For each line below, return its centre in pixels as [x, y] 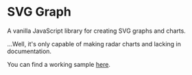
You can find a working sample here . [59, 64]
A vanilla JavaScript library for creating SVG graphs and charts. [97, 31]
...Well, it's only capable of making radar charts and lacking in [94, 44]
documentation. [29, 51]
